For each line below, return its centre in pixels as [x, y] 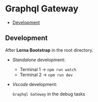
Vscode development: [35, 84]
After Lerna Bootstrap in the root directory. [49, 50]
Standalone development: [39, 60]
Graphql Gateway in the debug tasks [49, 94]
